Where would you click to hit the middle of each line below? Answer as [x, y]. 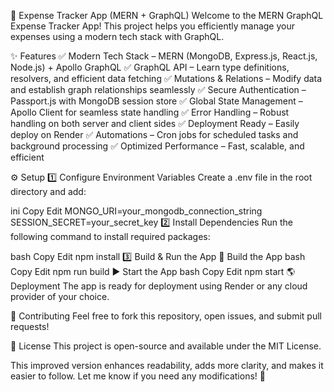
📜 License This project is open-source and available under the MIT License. [166, 346]
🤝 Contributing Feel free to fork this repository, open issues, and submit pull [166, 316]
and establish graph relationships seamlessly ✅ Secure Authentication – [158, 89]
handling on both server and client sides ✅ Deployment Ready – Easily [155, 123]
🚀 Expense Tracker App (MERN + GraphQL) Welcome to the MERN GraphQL [167, 15]
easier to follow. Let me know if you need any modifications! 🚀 [138, 376]
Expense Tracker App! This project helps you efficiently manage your [152, 26]
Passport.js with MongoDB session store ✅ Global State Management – [156, 101]
